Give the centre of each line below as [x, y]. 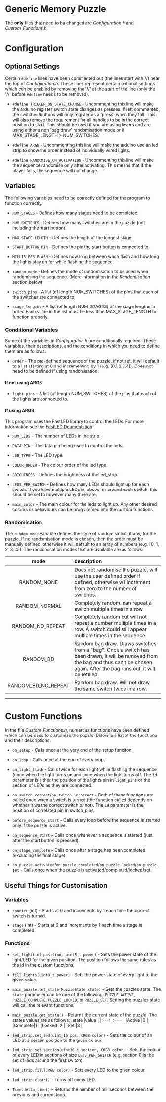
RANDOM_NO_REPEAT [39, 626]
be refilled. [86, 674]
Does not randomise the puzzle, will [115, 570]
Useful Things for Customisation [56, 886]
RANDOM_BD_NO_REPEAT [39, 685]
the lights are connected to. [40, 399]
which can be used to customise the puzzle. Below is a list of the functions [81, 735]
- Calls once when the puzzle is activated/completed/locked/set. [86, 870]
